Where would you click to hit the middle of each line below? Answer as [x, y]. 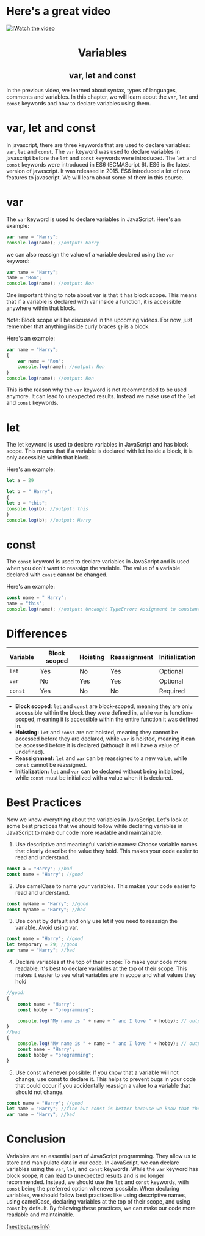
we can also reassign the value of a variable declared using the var [91, 254]
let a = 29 [20, 481]
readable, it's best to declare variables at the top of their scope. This [101, 968]
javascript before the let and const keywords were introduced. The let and [101, 158]
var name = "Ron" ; [41, 361]
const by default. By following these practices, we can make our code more [101, 1208]
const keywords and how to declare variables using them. [79, 103]
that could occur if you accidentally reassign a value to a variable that [103, 1085]
